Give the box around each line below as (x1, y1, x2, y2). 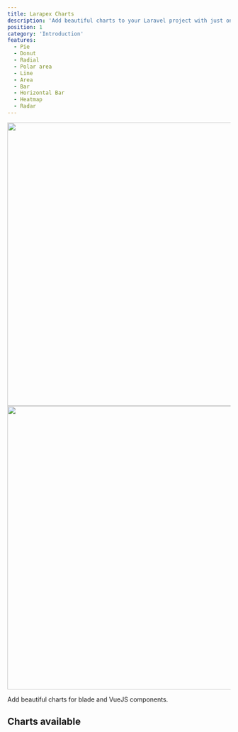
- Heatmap (13, 96, 42, 103)
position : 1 (7, 23, 42, 30)
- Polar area (13, 63, 52, 70)
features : (7, 37, 37, 44)
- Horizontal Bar (13, 89, 65, 96)
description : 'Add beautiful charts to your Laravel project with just (7, 17, 223, 24)
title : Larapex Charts (7, 10, 74, 18)
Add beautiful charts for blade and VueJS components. (7, 695, 169, 704)
